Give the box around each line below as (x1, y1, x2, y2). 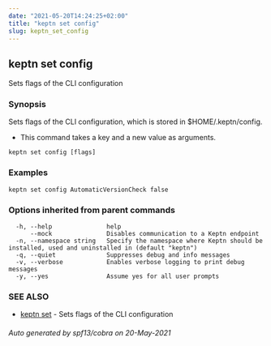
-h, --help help (15, 223, 122, 231)
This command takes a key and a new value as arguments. (19, 133, 217, 143)
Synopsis (8, 99, 46, 110)
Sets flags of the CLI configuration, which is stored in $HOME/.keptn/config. (8, 117, 263, 126)
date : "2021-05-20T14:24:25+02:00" (8, 11, 129, 20)
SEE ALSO (8, 291, 49, 302)
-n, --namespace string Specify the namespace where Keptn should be (15, 237, 264, 246)
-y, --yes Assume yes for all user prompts (15, 272, 220, 280)
